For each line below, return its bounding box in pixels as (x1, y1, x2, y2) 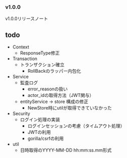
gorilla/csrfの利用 (27, 135, 64, 142)
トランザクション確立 (20, 62, 65, 68)
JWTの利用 (27, 129, 51, 135)
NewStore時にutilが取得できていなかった (27, 105, 112, 111)
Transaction (12, 56, 38, 62)
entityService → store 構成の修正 (20, 98, 89, 104)
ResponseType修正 (20, 50, 60, 56)
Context (12, 44, 29, 50)
